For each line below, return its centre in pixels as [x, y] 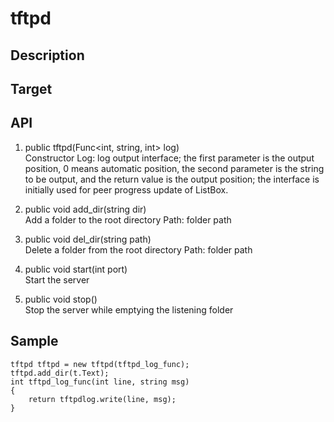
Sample [34, 341]
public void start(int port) [76, 269]
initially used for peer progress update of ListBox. [126, 189]
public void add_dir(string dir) [85, 209]
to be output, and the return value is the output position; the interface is [172, 179]
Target [31, 88]
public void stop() [61, 299]
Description [47, 55]
